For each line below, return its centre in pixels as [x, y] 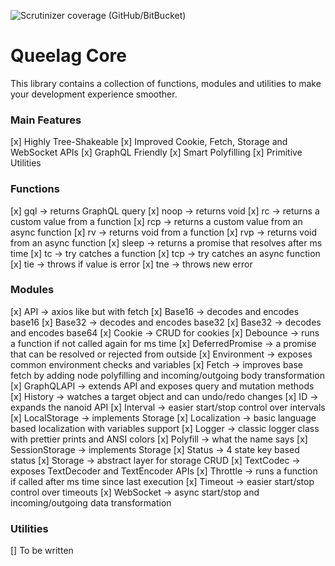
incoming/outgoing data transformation [91, 502]
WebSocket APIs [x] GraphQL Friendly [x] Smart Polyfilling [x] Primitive [156, 152]
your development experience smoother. [94, 94]
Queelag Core [68, 56]
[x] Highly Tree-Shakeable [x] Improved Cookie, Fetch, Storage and [149, 142]
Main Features [46, 120]
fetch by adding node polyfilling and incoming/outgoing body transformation [168, 375]
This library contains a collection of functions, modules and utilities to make [166, 83]
